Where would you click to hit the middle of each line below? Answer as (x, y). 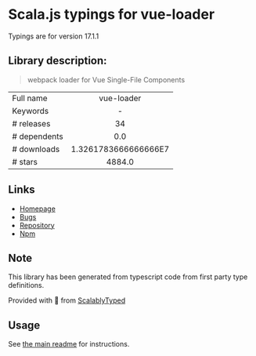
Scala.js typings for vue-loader (112, 15)
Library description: (58, 61)
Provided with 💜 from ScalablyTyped (67, 300)
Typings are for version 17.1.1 (54, 36)
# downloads (36, 149)
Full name (30, 98)
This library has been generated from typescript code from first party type (128, 277)
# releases (31, 123)
